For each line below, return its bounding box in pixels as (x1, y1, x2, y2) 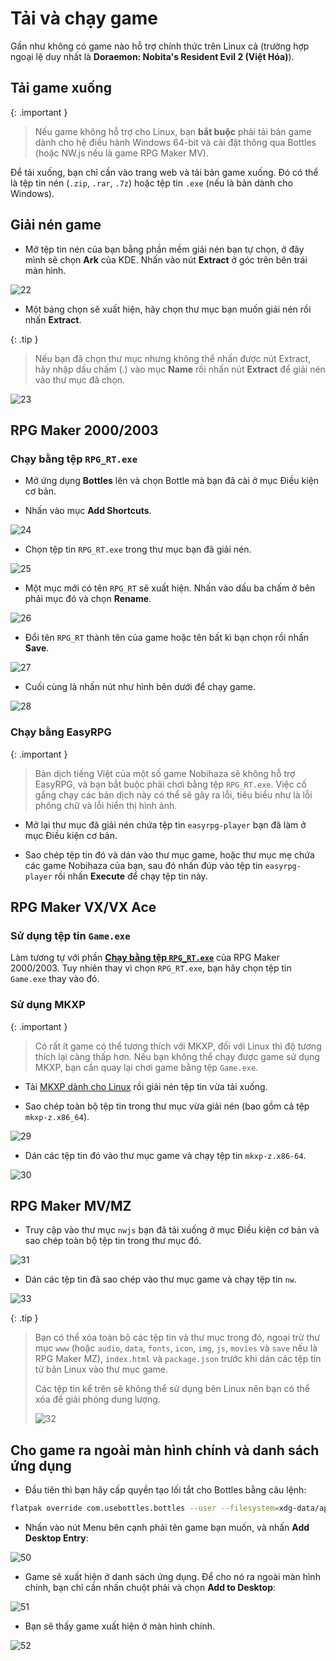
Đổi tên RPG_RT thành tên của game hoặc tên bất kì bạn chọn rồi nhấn (24, 632, 310, 644)
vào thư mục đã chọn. (34, 373, 126, 386)
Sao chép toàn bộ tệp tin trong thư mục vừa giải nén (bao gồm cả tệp (24, 1100, 310, 1112)
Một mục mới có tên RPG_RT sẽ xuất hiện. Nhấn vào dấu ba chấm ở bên (24, 582, 316, 594)
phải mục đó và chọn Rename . (24, 593, 152, 605)
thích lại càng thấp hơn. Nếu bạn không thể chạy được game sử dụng (34, 1050, 320, 1062)
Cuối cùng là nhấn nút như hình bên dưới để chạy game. (24, 681, 257, 693)
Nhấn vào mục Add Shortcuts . (24, 505, 152, 517)
